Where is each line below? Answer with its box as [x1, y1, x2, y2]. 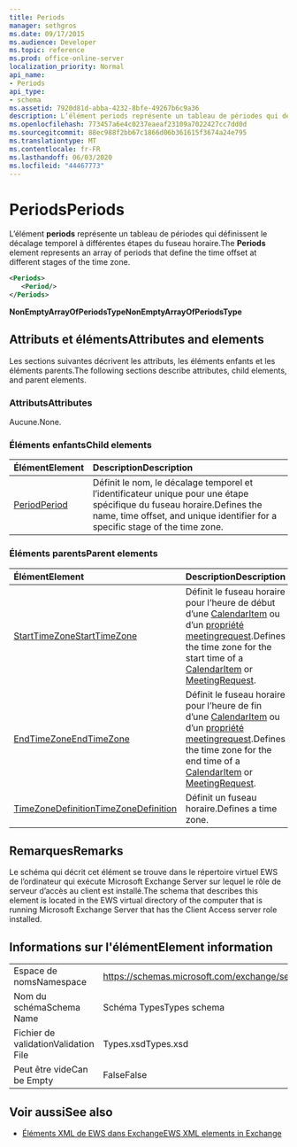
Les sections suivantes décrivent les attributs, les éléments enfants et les [9, 355, 276, 366]
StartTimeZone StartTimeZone [13, 630, 138, 642]
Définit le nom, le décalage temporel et [92, 477, 254, 489]
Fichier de [13, 1027, 56, 1039]
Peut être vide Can [13, 1064, 88, 1076]
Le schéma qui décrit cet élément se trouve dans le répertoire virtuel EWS [9, 867, 278, 878]
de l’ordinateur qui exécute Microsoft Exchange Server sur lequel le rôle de [9, 876, 281, 887]
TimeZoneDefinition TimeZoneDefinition [13, 802, 178, 815]
